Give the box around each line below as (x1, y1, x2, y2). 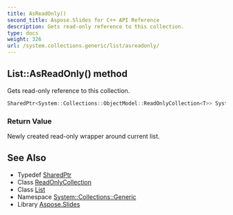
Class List (17, 185, 46, 193)
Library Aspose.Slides (17, 200, 80, 208)
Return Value (7, 116, 52, 126)
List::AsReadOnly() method (7, 68, 128, 80)
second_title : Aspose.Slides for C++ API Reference (7, 17, 159, 24)
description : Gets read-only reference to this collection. (7, 23, 185, 30)
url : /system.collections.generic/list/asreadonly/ (7, 42, 159, 49)
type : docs (7, 29, 39, 37)
